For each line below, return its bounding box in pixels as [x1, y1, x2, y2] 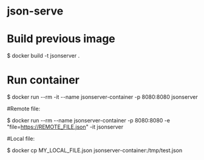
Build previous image [7, 32, 116, 46]
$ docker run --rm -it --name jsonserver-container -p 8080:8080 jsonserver [7, 93, 198, 101]
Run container [7, 73, 80, 87]
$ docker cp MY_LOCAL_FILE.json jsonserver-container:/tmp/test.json [7, 147, 183, 154]
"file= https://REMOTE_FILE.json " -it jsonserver [7, 123, 124, 131]
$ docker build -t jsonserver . [7, 52, 80, 59]
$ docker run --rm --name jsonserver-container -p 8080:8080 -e [7, 117, 171, 124]
